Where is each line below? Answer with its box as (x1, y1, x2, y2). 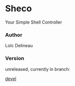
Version (5, 55, 25, 62)
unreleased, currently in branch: (5, 66, 71, 72)
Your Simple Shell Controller (5, 19, 63, 25)
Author (5, 31, 23, 38)
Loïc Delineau (5, 43, 33, 49)
